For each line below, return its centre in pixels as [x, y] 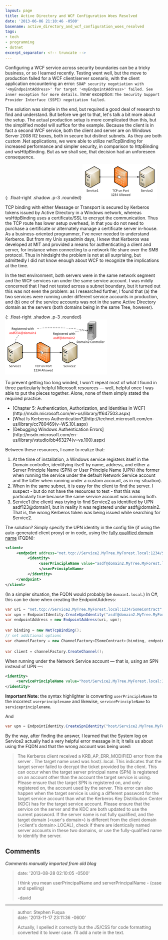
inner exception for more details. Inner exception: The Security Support [82, 94]
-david [24, 898]
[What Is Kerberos [31, 419]
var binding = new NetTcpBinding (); [43, 630]
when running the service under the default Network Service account [84, 475]
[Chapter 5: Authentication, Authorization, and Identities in [72, 408]
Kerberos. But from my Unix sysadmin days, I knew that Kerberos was [77, 239]
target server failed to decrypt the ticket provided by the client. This [87, 767]
